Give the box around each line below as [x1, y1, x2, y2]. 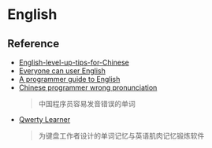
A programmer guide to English [18, 75, 121, 83]
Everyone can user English [18, 66, 106, 76]
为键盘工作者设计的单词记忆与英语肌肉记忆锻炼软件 [38, 131, 205, 140]
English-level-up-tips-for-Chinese [18, 57, 129, 67]
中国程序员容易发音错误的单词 [38, 99, 136, 108]
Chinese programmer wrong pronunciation [18, 83, 158, 92]
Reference [7, 37, 60, 50]
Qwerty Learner [18, 115, 71, 124]
